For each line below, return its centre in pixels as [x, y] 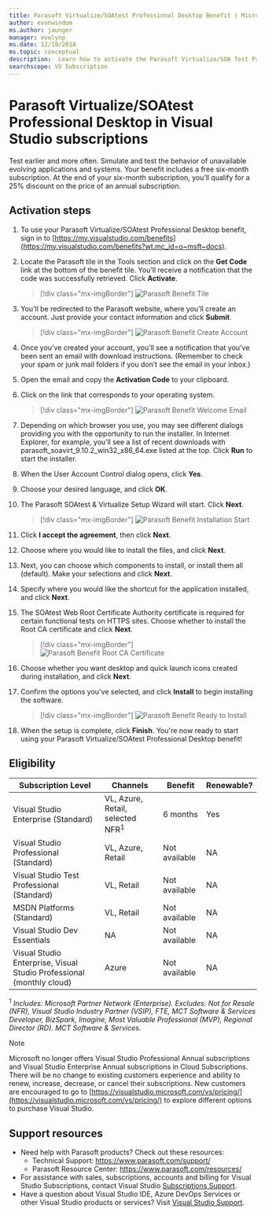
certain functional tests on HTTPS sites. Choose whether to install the [133, 620]
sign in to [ [37, 237]
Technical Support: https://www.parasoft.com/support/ [121, 1161]
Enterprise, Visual [45, 963]
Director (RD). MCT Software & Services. [75, 1028]
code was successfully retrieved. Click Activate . [99, 278]
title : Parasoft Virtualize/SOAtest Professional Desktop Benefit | [123, 15]
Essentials [31, 940]
